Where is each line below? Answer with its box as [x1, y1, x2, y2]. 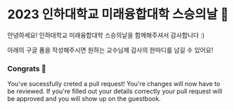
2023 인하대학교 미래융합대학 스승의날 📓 [7, 6, 229, 22]
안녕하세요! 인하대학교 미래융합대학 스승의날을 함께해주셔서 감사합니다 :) [7, 31, 205, 39]
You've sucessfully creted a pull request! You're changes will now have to [7, 80, 221, 88]
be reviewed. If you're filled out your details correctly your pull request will [7, 87, 223, 95]
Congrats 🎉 [7, 64, 47, 74]
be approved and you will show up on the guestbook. [7, 95, 162, 103]
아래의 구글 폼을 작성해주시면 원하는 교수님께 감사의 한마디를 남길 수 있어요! [7, 46, 214, 54]
